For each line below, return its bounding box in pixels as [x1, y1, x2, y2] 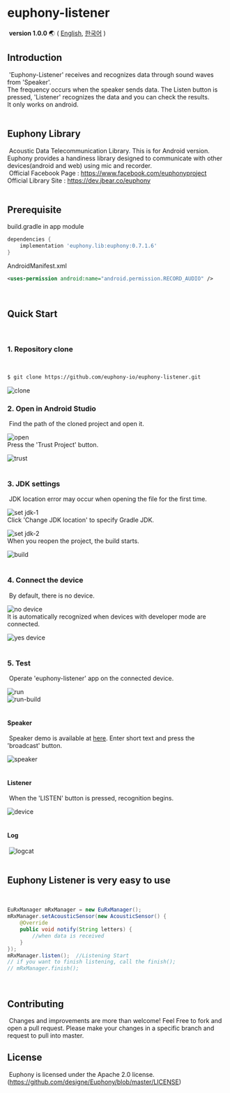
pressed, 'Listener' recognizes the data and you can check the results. [7, 92, 210, 101]
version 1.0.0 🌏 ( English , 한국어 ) [8, 29, 106, 37]
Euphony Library [7, 128, 82, 140]
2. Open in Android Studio [7, 404, 96, 414]
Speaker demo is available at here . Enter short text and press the [8, 734, 195, 742]
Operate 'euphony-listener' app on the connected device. [8, 674, 174, 683]
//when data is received [32, 932, 105, 939]
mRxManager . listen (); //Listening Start [7, 952, 130, 959]
